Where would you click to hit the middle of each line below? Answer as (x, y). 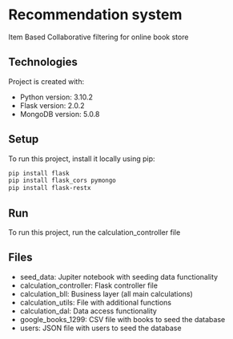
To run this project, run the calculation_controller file (94, 232)
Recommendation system (95, 15)
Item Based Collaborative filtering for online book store (98, 37)
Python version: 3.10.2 (56, 97)
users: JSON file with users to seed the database (100, 328)
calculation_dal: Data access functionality (88, 311)
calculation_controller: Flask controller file (89, 285)
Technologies (43, 62)
